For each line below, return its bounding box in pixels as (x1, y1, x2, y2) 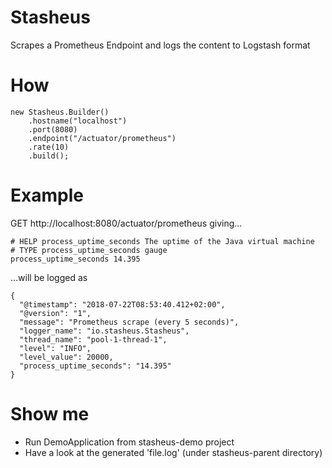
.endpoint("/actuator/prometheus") (28, 133, 177, 143)
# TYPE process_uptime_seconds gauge (10, 245, 168, 255)
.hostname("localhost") (28, 116, 128, 126)
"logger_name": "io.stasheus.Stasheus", (19, 326, 190, 336)
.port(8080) (28, 124, 78, 135)
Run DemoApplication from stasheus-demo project (24, 436, 235, 448)
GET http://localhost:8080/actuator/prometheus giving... (10, 217, 243, 229)
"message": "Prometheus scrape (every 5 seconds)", (19, 317, 240, 327)
